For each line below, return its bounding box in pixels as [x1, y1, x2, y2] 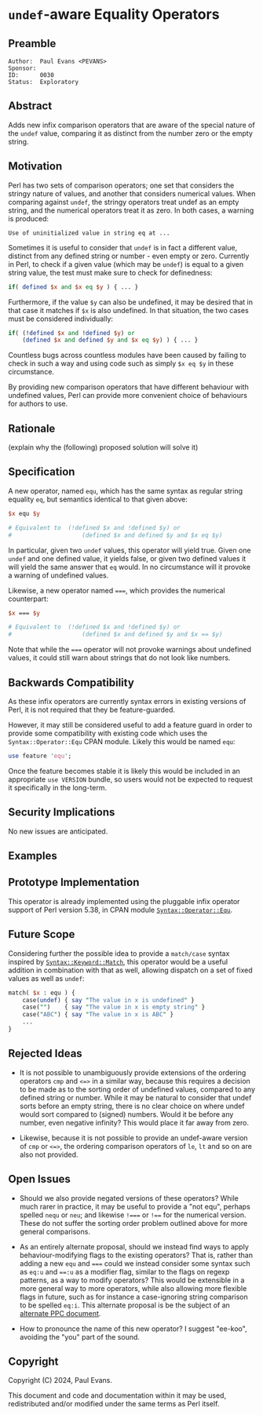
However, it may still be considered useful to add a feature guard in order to [8, 720, 253, 729]
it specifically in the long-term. [8, 782, 108, 792]
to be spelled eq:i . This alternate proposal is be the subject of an [19, 1300, 230, 1310]
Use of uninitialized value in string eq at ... [8, 229, 170, 237]
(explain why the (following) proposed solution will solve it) [8, 443, 199, 452]
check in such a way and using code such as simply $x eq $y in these [8, 359, 234, 368]
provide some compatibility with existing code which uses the [8, 728, 208, 738]
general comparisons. [19, 1227, 90, 1236]
